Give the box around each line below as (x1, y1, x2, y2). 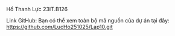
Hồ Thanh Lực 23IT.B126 (6, 6, 68, 12)
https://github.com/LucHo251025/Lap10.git (6, 24, 113, 30)
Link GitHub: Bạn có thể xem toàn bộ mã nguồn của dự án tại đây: (6, 17, 170, 24)
